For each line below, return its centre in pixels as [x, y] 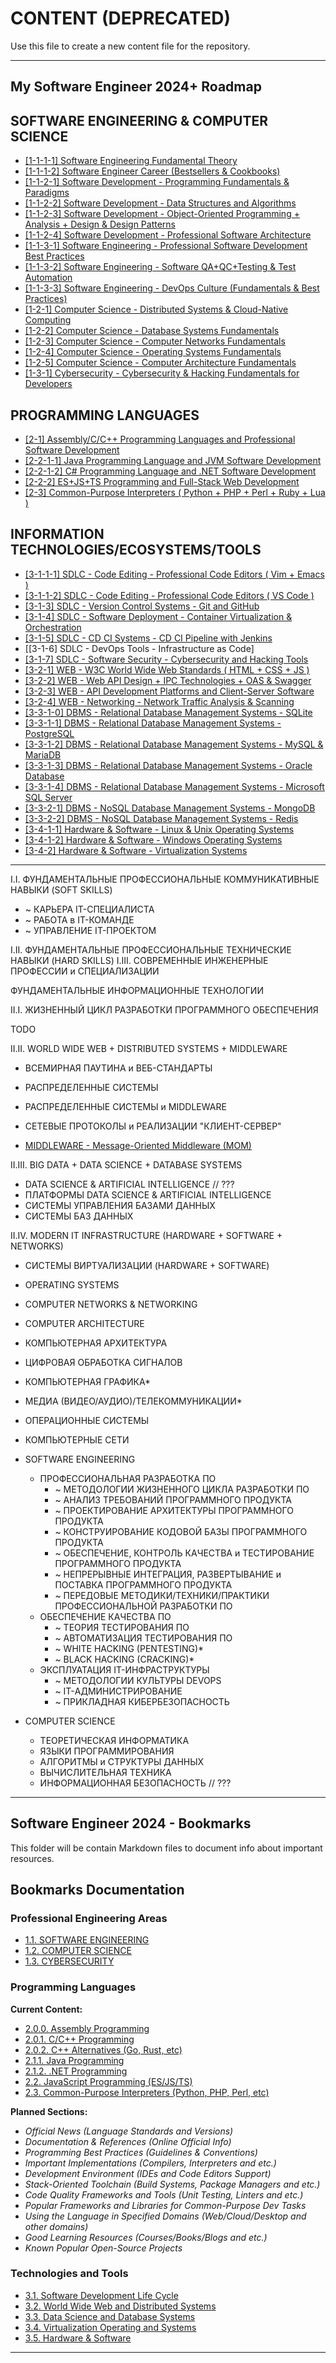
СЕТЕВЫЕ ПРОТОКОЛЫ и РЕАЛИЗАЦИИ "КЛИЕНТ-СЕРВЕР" [153, 1126]
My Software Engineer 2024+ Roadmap [136, 87]
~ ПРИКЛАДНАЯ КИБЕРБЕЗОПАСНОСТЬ [142, 1701]
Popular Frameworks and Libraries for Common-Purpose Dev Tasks [165, 2205]
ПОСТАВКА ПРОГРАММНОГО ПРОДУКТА [143, 1584]
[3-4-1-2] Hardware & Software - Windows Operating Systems [153, 839]
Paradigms [47, 193]
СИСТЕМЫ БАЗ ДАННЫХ [79, 1216]
